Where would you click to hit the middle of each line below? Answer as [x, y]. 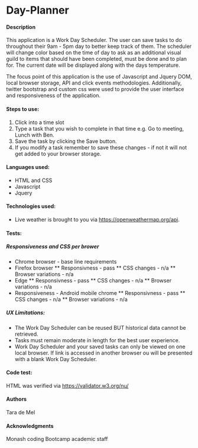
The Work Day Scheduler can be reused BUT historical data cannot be [100, 327]
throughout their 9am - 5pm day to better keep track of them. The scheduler [99, 46]
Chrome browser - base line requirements [66, 261]
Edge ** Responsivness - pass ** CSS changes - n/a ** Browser [93, 280]
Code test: [19, 372]
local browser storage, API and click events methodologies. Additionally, [94, 83]
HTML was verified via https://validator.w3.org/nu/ [67, 385]
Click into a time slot [39, 122]
